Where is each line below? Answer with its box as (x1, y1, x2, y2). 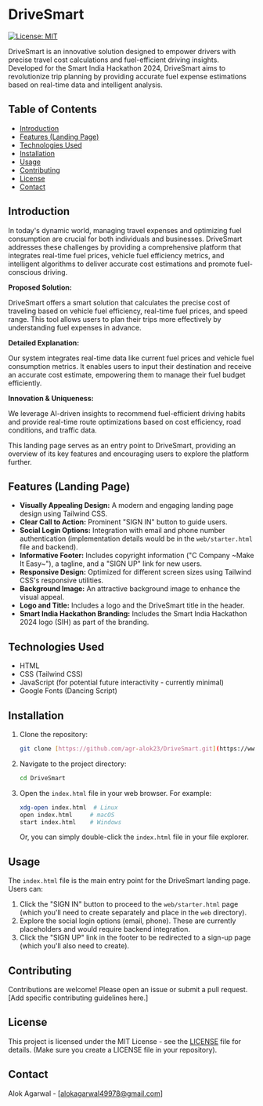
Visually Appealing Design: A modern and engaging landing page (19, 501, 234, 510)
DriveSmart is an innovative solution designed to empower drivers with (8, 46, 236, 56)
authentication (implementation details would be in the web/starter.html (19, 534, 253, 543)
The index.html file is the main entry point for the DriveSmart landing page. (8, 876, 250, 885)
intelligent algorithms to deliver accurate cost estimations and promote (8, 259, 236, 268)
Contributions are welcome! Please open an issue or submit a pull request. (8, 985, 248, 994)
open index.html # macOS (19, 811, 115, 819)
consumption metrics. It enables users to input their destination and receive (8, 361, 252, 370)
